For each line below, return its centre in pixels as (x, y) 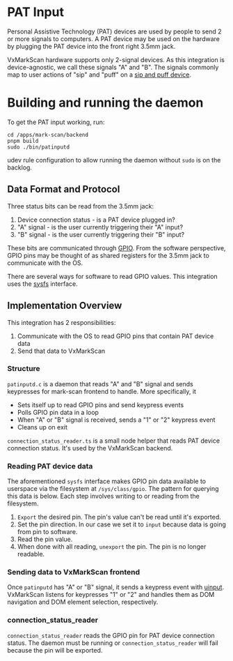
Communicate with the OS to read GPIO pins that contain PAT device (115, 336)
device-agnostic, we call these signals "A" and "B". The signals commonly (113, 67)
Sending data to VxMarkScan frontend (74, 572)
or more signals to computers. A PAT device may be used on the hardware (114, 38)
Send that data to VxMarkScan (61, 351)
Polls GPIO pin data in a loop (58, 412)
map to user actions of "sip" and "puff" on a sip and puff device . (99, 75)
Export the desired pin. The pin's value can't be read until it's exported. (119, 517)
